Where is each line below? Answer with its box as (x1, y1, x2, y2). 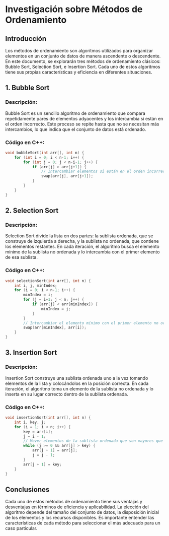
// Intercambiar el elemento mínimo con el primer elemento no (23, 320, 158, 325)
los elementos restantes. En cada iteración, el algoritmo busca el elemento (5, 243, 159, 250)
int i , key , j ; (14, 420, 46, 425)
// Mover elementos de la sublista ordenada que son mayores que (23, 438, 163, 444)
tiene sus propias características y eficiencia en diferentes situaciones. (5, 69, 152, 75)
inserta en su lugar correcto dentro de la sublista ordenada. (5, 391, 128, 397)
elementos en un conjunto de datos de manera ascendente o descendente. (5, 53, 161, 59)
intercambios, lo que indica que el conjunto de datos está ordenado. (5, 126, 146, 132)
